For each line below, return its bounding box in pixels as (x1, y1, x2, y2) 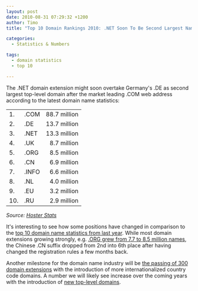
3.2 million (49, 187, 78, 195)
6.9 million (49, 158, 78, 166)
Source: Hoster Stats (6, 211, 57, 218)
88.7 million (45, 110, 78, 118)
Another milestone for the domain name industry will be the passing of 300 (6, 259, 189, 266)
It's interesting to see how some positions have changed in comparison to (6, 223, 186, 230)
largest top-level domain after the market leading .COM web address (6, 90, 173, 97)
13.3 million (45, 129, 78, 138)
